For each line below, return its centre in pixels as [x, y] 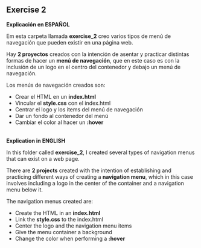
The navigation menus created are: [50, 202]
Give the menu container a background [64, 232]
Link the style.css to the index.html [59, 220]
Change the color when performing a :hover [70, 239]
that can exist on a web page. [43, 159]
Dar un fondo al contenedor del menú [62, 116]
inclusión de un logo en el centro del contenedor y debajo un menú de [94, 67]
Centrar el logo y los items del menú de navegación [79, 109]
